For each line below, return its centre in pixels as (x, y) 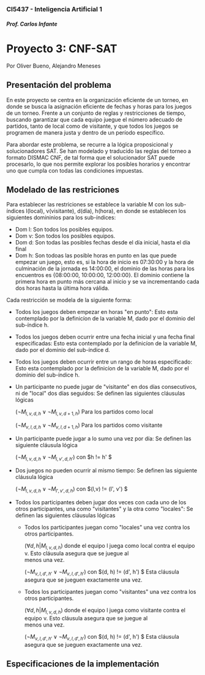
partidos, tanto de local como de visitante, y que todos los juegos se (92, 126)
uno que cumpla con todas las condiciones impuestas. (75, 170)
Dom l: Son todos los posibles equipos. (64, 230)
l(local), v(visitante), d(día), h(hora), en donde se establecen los (106, 211)
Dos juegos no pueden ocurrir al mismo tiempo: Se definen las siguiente (106, 470)
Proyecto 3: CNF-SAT (62, 49)
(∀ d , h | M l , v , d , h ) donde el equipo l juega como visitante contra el (105, 611)
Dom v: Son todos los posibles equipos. (65, 236)
